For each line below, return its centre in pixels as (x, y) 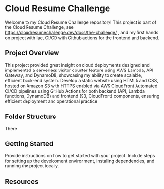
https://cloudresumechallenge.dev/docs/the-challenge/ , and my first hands (82, 32)
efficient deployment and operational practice (51, 101)
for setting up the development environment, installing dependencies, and (80, 161)
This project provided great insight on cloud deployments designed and (77, 65)
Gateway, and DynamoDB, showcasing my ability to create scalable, (74, 75)
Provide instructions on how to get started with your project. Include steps (80, 156)
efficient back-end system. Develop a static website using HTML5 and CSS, (82, 80)
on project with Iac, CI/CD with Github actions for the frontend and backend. (82, 38)
